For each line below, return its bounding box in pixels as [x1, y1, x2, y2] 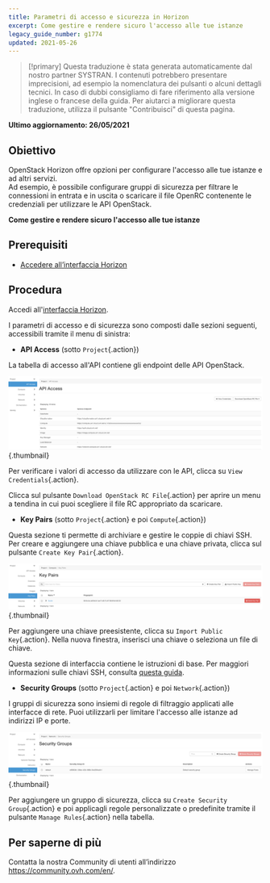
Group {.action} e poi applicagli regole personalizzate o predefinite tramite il [8, 804, 256, 814]
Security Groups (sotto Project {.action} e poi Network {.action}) [19, 683, 231, 693]
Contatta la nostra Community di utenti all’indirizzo [8, 857, 177, 867]
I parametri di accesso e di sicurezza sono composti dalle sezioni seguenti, [8, 320, 258, 330]
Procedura [8, 283, 63, 297]
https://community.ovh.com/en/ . [8, 866, 115, 876]
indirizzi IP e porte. [8, 716, 71, 726]
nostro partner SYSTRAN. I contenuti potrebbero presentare [27, 70, 227, 80]
